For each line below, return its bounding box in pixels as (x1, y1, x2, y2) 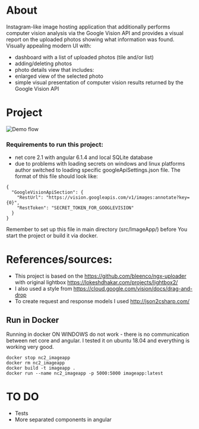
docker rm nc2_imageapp (6, 360, 65, 366)
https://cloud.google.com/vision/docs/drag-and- (73, 285, 193, 293)
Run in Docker (6, 315, 59, 325)
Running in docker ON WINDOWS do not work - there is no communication (6, 331, 189, 338)
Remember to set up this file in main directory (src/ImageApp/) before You (6, 226, 188, 233)
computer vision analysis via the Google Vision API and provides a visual (6, 29, 184, 36)
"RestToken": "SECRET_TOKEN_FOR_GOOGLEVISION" (17, 205, 134, 211)
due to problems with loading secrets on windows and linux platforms (14, 160, 185, 167)
